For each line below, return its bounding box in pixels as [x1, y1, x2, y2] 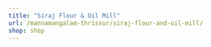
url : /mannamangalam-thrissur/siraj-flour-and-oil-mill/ [8, 19, 204, 27]
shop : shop [8, 26, 45, 34]
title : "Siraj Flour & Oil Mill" [8, 11, 121, 20]
